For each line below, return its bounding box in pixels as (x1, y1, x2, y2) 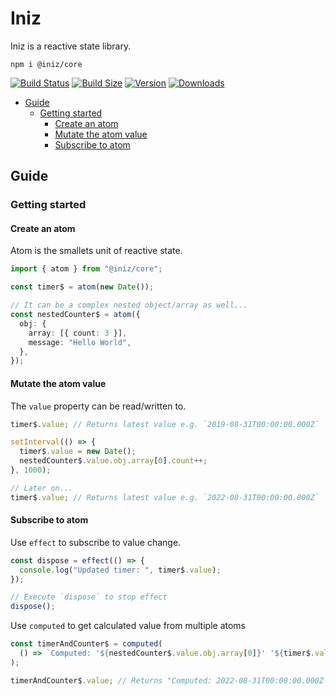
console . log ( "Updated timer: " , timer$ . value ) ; (19, 565, 222, 575)
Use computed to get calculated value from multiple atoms (10, 620, 246, 632)
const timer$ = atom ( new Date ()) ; (10, 282, 155, 292)
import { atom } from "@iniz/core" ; (10, 264, 163, 274)
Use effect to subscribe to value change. (10, 536, 182, 548)
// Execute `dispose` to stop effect (10, 592, 168, 602)
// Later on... (10, 483, 74, 493)
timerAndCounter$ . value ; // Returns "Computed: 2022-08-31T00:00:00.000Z (10, 675, 325, 686)
